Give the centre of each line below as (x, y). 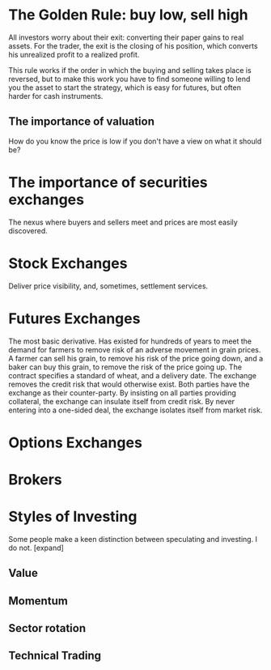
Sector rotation (47, 628)
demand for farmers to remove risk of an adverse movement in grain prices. (135, 349)
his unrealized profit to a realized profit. (74, 54)
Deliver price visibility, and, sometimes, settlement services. (108, 286)
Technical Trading (55, 656)
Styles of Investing (73, 517)
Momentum (38, 601)
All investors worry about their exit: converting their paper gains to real (126, 37)
